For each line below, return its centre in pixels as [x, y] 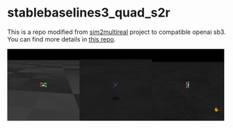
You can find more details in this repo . [62, 39]
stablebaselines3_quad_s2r [89, 13]
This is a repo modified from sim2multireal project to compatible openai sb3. [116, 32]
